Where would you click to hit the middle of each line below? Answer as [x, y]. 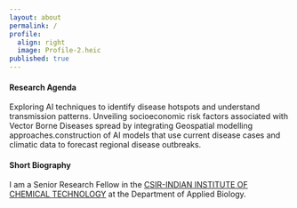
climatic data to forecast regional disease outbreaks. [105, 145]
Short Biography [40, 164]
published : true [39, 59]
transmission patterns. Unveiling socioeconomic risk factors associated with [149, 116]
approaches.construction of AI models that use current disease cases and [145, 135]
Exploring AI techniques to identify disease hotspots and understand [135, 107]
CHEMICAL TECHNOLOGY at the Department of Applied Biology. [128, 194]
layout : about [36, 17]
